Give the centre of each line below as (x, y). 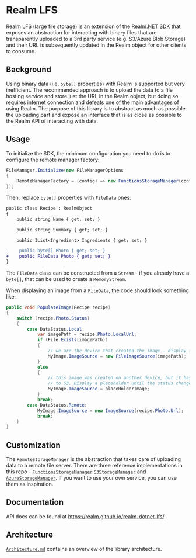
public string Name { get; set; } (58, 219)
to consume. (21, 51)
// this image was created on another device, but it (114, 378)
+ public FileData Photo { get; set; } (58, 257)
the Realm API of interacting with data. (52, 121)
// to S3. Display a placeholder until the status (111, 383)
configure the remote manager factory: (53, 160)
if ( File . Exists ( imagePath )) (73, 340)
